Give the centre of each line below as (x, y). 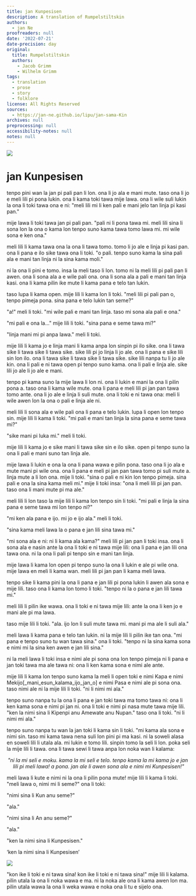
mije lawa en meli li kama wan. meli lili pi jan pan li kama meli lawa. (86, 571)
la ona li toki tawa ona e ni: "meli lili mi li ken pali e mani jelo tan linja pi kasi (96, 205)
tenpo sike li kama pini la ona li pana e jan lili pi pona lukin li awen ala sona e (98, 582)
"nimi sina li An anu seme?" (39, 818)
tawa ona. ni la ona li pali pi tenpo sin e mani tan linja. (71, 553)
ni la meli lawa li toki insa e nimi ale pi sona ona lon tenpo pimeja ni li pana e (97, 658)
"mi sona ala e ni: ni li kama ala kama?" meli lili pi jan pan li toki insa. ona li (95, 541)
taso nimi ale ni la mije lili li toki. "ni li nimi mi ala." (65, 689)
